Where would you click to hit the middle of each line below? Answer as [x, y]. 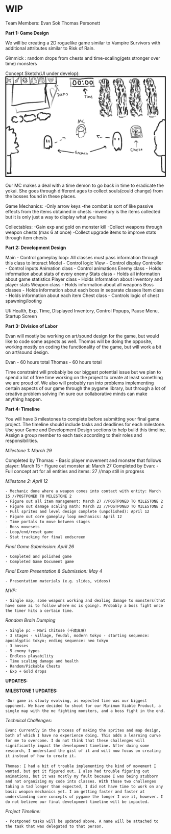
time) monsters [21, 63]
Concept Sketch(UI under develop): [43, 73]
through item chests [26, 237]
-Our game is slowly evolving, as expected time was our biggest [76, 701]
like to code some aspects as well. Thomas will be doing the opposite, [79, 341]
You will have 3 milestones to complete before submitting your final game [82, 419]
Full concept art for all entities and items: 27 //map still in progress [75, 471]
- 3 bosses [17, 646]
